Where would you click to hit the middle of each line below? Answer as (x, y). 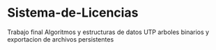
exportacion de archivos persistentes (61, 39)
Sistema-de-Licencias (73, 13)
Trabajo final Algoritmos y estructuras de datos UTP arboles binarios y (108, 32)
